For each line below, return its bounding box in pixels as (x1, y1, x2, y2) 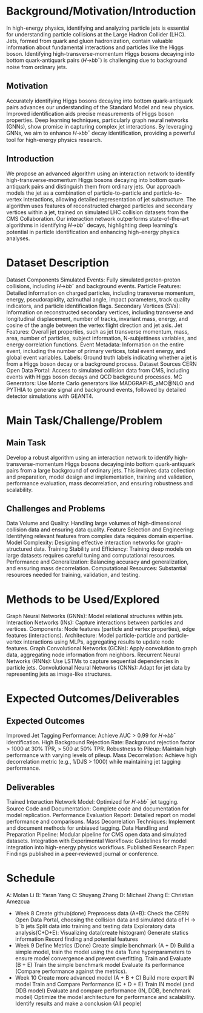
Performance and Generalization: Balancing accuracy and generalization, (6, 558, 189, 565)
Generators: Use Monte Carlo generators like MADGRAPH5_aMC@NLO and (6, 379, 195, 386)
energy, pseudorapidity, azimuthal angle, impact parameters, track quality (6, 295, 191, 303)
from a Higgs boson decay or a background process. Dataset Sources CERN (6, 360, 197, 368)
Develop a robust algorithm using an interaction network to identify (6, 454, 174, 461)
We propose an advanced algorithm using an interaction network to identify (6, 170, 195, 177)
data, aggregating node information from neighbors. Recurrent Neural (6, 651, 181, 659)
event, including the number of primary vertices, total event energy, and (6, 347, 186, 354)
